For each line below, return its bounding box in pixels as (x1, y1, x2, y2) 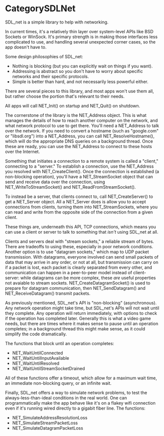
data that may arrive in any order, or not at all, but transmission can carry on (5, 259, 159, 265)
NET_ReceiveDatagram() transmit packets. (5, 290, 91, 296)
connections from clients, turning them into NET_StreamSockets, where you (5, 204, 158, 210)
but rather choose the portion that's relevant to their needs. (5, 93, 125, 99)
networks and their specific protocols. (12, 73, 89, 79)
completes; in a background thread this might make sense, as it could (5, 326, 145, 331)
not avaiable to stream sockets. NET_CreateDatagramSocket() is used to (5, 280, 151, 286)
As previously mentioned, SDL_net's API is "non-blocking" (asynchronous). (5, 300, 157, 305)
